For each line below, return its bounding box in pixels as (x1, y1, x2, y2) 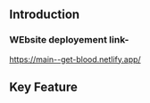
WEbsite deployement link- (9, 34, 129, 46)
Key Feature (9, 80, 78, 95)
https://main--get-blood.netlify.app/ (9, 53, 141, 65)
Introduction (9, 7, 80, 22)
